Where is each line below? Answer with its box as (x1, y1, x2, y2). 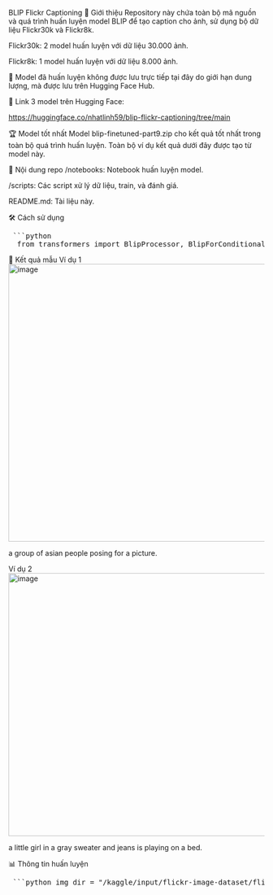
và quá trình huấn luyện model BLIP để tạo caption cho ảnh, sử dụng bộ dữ (8, 16, 259, 26)
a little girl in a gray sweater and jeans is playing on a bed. (8, 843, 203, 852)
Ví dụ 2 (8, 564, 32, 574)
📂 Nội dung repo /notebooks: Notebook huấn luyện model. (8, 165, 204, 174)
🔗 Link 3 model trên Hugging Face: (8, 97, 124, 106)
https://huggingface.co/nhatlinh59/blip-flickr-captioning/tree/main (8, 112, 231, 122)
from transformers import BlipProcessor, (16, 240, 184, 248)
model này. (8, 149, 45, 159)
